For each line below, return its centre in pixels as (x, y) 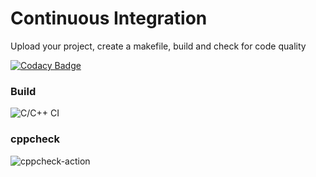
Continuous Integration (109, 18)
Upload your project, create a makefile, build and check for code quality (158, 46)
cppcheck (35, 139)
